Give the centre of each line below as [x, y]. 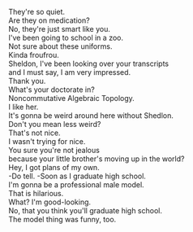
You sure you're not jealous [54, 150]
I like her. [24, 107]
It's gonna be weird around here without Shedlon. [91, 116]
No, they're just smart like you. [60, 29]
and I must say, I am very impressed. [70, 72]
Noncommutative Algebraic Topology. [72, 98]
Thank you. [27, 81]
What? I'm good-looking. [50, 202]
